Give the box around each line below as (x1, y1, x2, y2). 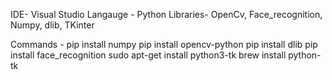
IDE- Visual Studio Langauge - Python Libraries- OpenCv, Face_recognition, (10, 9, 323, 20)
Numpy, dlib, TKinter (10, 19, 95, 31)
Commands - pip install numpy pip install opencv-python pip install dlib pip (10, 39, 318, 50)
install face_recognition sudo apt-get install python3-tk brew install (10, 49, 287, 61)
